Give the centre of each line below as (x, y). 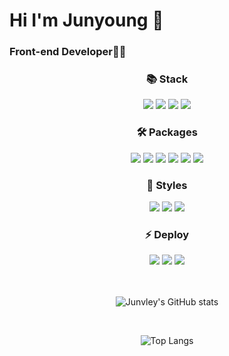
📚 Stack (167, 79)
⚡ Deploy (167, 234)
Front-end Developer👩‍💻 (68, 52)
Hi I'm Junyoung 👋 (86, 20)
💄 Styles (167, 185)
